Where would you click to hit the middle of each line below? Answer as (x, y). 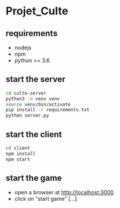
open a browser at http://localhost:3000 (64, 192)
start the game (34, 178)
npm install (21, 154)
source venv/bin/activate (38, 104)
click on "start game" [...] (46, 199)
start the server (36, 79)
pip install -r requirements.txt (48, 110)
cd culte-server (26, 93)
